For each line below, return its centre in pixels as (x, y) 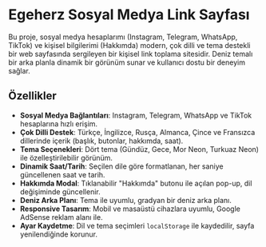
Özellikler (33, 96)
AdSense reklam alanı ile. (61, 217)
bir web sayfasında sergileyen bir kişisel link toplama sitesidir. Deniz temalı (131, 54)
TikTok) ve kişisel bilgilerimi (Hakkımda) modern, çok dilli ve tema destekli (129, 45)
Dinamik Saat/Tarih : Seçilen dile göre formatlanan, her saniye (121, 166)
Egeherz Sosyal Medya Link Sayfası (129, 15)
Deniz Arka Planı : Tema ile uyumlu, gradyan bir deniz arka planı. (125, 200)
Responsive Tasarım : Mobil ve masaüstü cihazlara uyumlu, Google (130, 209)
